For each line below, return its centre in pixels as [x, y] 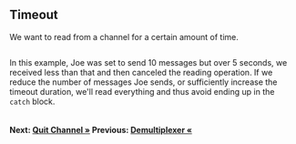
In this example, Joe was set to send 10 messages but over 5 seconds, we [148, 62]
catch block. [32, 101]
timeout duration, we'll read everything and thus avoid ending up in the [142, 91]
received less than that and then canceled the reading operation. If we [141, 72]
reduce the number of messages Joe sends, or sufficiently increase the [143, 82]
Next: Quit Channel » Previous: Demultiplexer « [101, 130]
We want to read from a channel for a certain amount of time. [124, 36]
